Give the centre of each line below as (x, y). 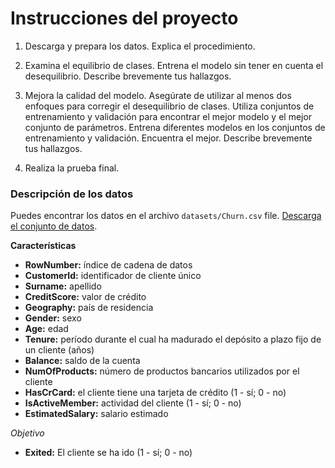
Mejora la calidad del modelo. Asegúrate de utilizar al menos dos (158, 95)
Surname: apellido (63, 286)
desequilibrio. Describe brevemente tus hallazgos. (128, 76)
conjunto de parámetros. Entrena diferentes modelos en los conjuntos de (175, 127)
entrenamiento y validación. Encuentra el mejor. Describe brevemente (168, 138)
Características (43, 246)
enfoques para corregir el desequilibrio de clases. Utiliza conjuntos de (169, 106)
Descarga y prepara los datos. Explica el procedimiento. (140, 46)
